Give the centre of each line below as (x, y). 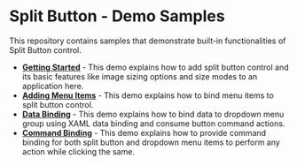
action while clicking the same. (78, 151)
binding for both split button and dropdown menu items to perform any (151, 142)
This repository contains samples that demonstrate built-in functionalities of (148, 41)
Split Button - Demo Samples (117, 16)
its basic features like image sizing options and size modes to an (140, 76)
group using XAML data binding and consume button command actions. (153, 123)
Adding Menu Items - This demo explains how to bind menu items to (148, 95)
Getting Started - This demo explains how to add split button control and (156, 67)
